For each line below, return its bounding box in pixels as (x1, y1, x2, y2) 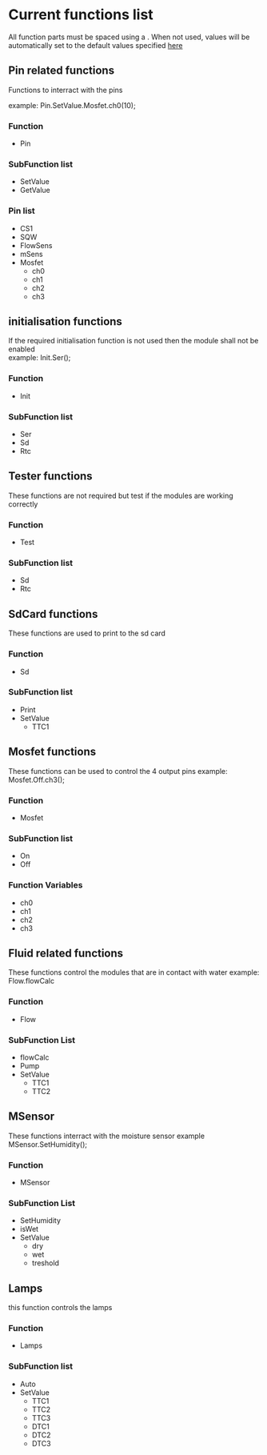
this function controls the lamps (8, 1303, 113, 1313)
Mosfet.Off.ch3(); (8, 775, 66, 784)
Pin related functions (8, 64, 114, 78)
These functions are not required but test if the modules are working (8, 491, 233, 500)
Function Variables (8, 880, 83, 891)
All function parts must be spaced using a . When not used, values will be (8, 32, 250, 42)
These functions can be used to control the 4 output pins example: (8, 766, 228, 776)
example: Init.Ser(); (8, 353, 71, 363)
